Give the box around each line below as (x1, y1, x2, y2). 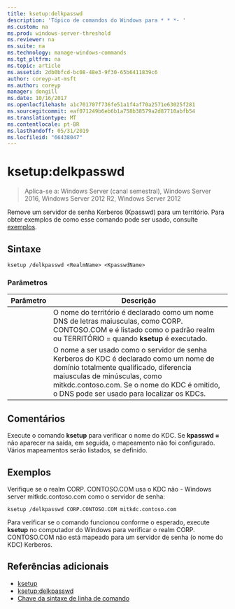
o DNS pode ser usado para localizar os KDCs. (52, 389, 206, 399)
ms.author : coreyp (7, 82, 61, 89)
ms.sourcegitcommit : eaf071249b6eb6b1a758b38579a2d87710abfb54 (7, 108, 196, 115)
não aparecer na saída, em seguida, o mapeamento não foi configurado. (7, 438, 215, 447)
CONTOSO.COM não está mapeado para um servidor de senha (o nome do (7, 533, 224, 541)
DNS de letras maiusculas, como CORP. (52, 316, 183, 326)
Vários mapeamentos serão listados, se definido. (7, 446, 148, 454)
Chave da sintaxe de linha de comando (17, 594, 130, 602)
